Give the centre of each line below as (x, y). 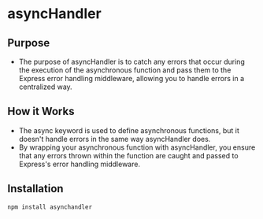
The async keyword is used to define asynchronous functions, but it (129, 130)
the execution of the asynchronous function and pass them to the (125, 70)
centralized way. (45, 87)
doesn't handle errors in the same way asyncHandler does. (115, 139)
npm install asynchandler (50, 207)
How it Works (41, 111)
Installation (35, 189)
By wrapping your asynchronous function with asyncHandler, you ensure (137, 147)
